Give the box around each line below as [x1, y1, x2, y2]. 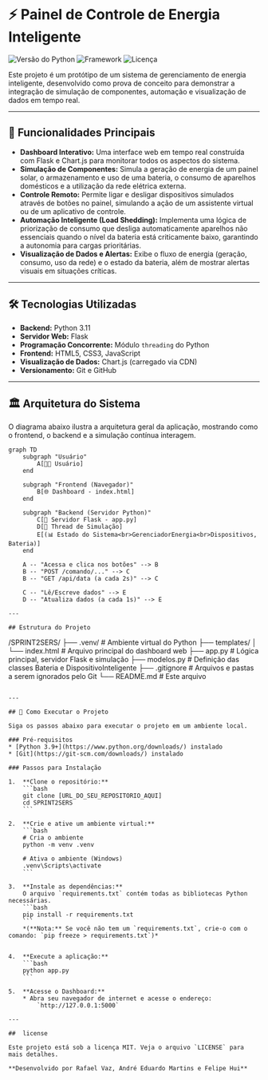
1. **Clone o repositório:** [8, 778, 109, 786]
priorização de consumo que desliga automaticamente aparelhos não [19, 224, 248, 233]
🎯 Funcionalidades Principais [8, 126, 156, 140]
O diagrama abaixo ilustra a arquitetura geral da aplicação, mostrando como [8, 422, 258, 431]
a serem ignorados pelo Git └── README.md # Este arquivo [8, 672, 207, 681]
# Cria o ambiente [22, 834, 84, 842]
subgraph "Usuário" [22, 453, 88, 461]
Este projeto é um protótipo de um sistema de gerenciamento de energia [8, 69, 246, 79]
